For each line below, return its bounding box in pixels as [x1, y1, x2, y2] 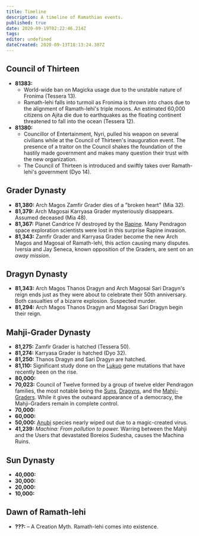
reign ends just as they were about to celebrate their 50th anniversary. [14, 291, 187, 298]
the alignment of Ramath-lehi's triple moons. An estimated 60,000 [23, 105, 185, 112]
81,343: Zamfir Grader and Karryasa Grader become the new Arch [14, 233, 178, 240]
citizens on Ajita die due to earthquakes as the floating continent [23, 111, 182, 118]
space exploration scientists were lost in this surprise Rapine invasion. [14, 227, 187, 234]
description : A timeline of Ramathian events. [6, 14, 124, 20]
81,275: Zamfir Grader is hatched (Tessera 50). [14, 343, 131, 350]
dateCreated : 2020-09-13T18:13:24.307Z [6, 42, 105, 48]
